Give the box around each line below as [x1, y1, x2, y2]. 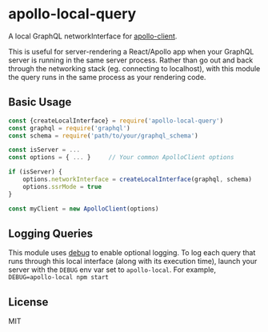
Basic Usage [8, 95, 72, 109]
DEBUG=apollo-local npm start [8, 274, 110, 282]
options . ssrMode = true [22, 182, 102, 190]
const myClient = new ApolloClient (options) [8, 205, 159, 213]
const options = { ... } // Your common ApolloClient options [8, 154, 234, 162]
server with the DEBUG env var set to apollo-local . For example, [8, 265, 217, 274]
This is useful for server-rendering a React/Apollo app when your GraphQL [8, 46, 254, 56]
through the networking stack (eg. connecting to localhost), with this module [8, 63, 261, 73]
